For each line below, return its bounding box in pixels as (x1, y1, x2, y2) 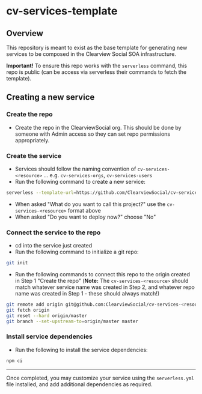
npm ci (6, 357, 23, 364)
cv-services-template (6, 4, 118, 18)
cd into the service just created (14, 242, 93, 249)
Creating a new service (6, 92, 95, 103)
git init (6, 260, 28, 266)
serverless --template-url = (6, 189, 77, 196)
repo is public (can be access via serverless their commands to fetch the (6, 68, 187, 76)
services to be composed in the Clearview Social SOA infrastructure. (6, 50, 176, 58)
